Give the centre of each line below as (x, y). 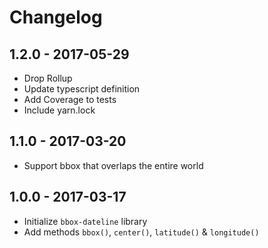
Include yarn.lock (59, 110)
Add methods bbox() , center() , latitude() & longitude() (141, 232)
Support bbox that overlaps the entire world (113, 165)
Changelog (56, 17)
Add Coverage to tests (70, 99)
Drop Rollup (48, 78)
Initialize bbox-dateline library (85, 221)
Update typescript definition (82, 89)
